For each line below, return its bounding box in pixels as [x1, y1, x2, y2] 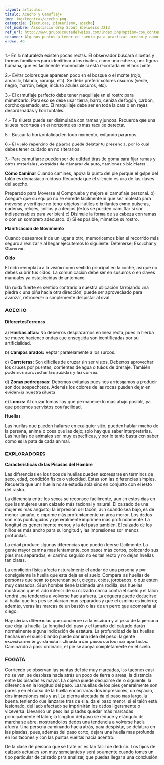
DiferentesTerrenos [5, 319, 45, 325]
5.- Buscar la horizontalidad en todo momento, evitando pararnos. [5, 131, 138, 137]
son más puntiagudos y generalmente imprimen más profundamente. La [5, 517, 150, 523]
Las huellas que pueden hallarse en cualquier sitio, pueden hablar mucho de [5, 423, 159, 429]
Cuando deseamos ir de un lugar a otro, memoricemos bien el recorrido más [5, 235, 159, 241]
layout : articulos [5, 7, 42, 12]
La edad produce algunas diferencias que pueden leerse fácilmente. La [5, 542, 148, 548]
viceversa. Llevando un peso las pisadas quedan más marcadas [5, 708, 134, 714]
